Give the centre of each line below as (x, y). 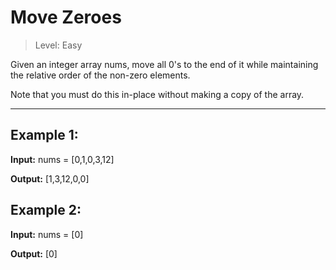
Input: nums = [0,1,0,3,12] (62, 159)
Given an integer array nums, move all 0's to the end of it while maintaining (164, 64)
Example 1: (44, 135)
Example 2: (46, 210)
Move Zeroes (66, 17)
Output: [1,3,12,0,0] (50, 178)
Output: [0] (34, 253)
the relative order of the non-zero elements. (100, 75)
